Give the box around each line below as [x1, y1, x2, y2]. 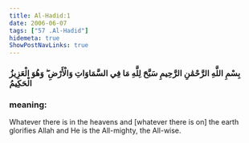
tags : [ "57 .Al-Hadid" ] [9, 26, 89, 34]
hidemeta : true [9, 34, 60, 42]
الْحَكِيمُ [9, 77, 32, 89]
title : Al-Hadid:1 [9, 11, 71, 20]
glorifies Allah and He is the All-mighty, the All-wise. [9, 125, 182, 136]
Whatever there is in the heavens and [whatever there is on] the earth [9, 117, 239, 127]
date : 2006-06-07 [9, 19, 67, 27]
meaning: [9, 99, 47, 110]
